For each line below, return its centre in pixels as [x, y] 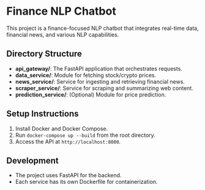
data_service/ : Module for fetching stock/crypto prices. [86, 75]
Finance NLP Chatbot [61, 11]
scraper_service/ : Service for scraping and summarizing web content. [104, 88]
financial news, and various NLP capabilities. [63, 34]
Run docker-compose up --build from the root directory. [85, 135]
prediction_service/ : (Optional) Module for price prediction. [91, 94]
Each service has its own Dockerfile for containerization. [86, 182]
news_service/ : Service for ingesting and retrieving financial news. [100, 81]
